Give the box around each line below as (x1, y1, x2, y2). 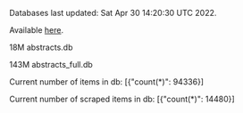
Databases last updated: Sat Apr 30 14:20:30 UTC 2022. (9, 8, 217, 18)
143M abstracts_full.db (9, 60, 94, 69)
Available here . (9, 25, 64, 35)
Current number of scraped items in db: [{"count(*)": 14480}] (9, 93, 235, 104)
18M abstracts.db (9, 42, 73, 52)
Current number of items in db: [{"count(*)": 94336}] (9, 77, 204, 87)
